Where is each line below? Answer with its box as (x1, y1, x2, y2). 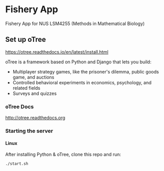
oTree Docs (5, 103, 34, 110)
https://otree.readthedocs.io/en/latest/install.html (5, 48, 108, 55)
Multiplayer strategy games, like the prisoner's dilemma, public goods (12, 68, 159, 75)
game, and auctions (12, 74, 54, 80)
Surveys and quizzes (12, 90, 57, 96)
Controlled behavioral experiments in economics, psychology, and (12, 79, 152, 85)
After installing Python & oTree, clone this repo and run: (5, 152, 121, 158)
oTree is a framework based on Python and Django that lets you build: (5, 59, 152, 65)
